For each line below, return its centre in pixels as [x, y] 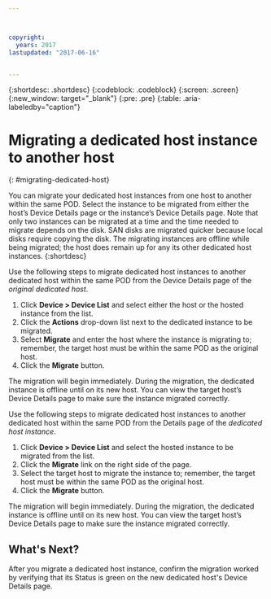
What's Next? [44, 549]
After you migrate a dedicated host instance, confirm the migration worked [133, 569]
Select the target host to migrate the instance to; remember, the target [138, 474]
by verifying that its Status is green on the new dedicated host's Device [128, 578]
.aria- [192, 98]
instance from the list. [57, 313]
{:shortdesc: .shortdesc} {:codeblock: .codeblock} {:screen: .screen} [124, 90]
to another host [61, 157]
